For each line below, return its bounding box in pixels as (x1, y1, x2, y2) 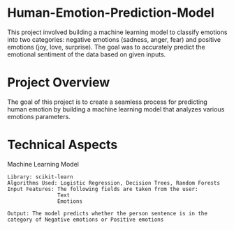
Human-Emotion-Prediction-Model (7, 5, 214, 21)
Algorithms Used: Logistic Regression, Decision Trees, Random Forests (7, 179, 220, 186)
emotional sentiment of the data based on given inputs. (7, 50, 166, 59)
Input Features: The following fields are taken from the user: (7, 185, 198, 192)
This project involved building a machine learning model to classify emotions (7, 28, 228, 36)
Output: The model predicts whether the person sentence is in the (7, 210, 208, 217)
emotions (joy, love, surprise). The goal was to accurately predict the (7, 43, 205, 51)
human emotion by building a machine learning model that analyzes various (7, 105, 225, 113)
